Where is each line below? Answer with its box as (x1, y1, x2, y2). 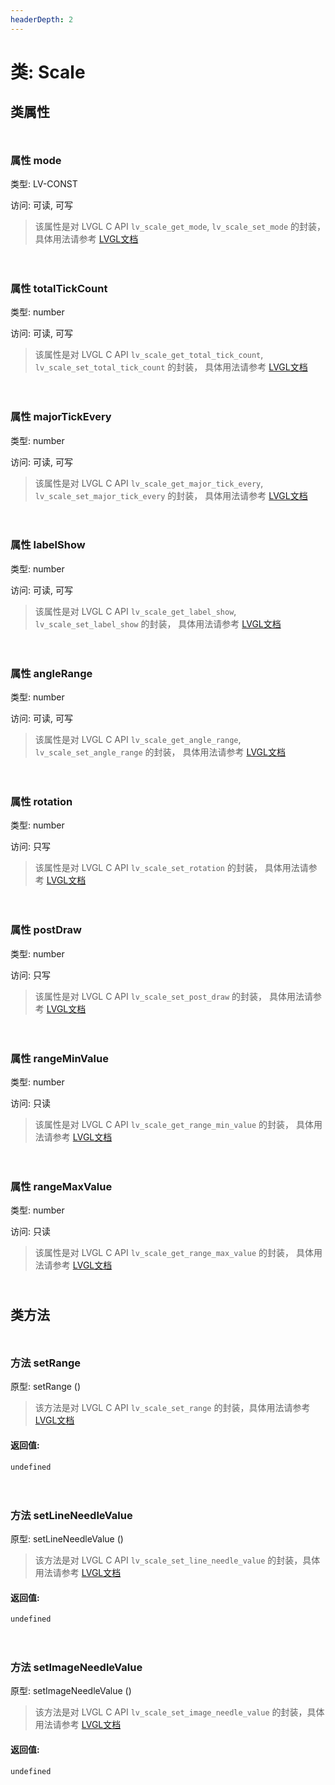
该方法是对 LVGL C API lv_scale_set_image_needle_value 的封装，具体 (34, 1706, 325, 1718)
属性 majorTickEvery (10, 410, 112, 424)
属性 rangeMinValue (10, 1051, 109, 1065)
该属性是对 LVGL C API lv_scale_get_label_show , (34, 605, 237, 617)
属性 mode (10, 153, 62, 167)
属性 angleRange (10, 666, 93, 680)
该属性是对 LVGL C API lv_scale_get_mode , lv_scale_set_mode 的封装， (34, 220, 326, 232)
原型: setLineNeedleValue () (10, 1532, 124, 1545)
